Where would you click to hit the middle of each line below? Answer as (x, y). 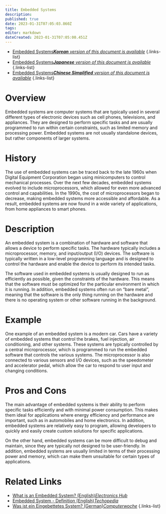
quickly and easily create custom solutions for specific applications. (74, 431)
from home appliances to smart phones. (46, 209)
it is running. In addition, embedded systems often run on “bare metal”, (77, 289)
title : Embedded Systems (31, 10)
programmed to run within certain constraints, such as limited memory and (81, 128)
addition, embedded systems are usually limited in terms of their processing (83, 451)
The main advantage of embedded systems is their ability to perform (75, 404)
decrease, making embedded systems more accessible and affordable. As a (83, 198)
